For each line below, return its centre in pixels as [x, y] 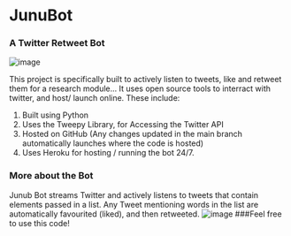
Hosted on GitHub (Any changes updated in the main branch [132, 134]
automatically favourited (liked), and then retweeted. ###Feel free [145, 214]
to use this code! [40, 223]
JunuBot [41, 15]
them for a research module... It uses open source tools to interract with [140, 88]
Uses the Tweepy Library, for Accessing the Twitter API [123, 125]
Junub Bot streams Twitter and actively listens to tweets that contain [134, 194]
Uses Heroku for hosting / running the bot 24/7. [108, 153]
